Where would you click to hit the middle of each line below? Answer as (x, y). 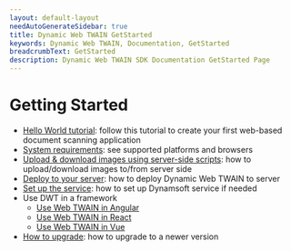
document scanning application (81, 140)
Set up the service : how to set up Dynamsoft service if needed (140, 188)
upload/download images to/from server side (107, 168)
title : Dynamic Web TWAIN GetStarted (81, 35)
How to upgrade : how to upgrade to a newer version (120, 236)
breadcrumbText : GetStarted (63, 52)
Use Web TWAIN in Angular (88, 207)
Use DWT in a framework (70, 197)
